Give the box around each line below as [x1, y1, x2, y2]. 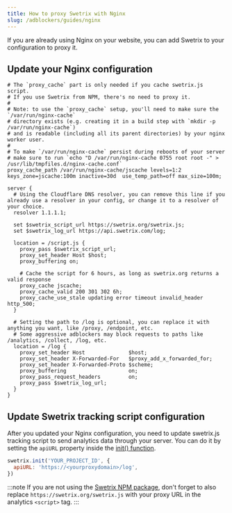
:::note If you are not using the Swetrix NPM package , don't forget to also [7, 482, 217, 491]
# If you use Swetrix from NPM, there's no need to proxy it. [7, 94, 191, 101]
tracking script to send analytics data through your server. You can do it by [7, 437, 221, 445]
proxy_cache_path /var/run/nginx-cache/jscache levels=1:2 [7, 167, 182, 174]
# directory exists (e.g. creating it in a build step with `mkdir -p [7, 118, 216, 125]
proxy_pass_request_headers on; [19, 373, 138, 381]
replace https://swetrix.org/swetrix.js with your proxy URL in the [7, 490, 201, 498]
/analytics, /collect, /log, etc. [7, 337, 108, 344]
